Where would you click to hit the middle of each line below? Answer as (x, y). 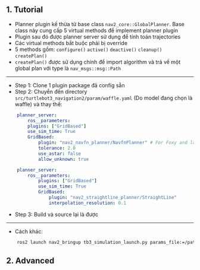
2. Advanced (30, 261)
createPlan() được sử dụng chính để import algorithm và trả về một (98, 62)
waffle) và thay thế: (38, 104)
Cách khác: (29, 231)
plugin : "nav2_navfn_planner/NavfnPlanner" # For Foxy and (112, 143)
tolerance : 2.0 (57, 148)
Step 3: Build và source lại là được (56, 214)
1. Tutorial (25, 10)
